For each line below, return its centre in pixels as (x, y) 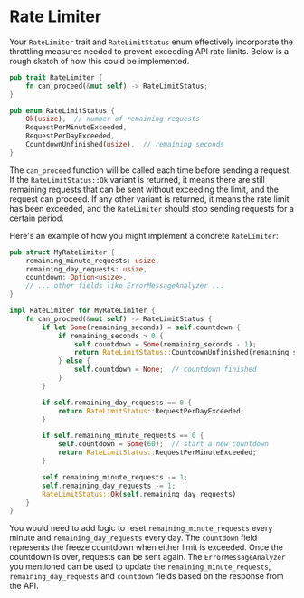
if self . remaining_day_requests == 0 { (117, 403)
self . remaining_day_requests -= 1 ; (109, 486)
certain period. (37, 218)
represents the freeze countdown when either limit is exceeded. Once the (146, 547)
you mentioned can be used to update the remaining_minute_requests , (140, 566)
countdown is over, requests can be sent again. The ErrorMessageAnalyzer (147, 557)
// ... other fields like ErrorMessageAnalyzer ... (125, 286)
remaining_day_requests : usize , (86, 269)
